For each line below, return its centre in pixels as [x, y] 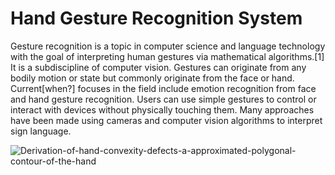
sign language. [41, 131]
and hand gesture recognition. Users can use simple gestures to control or [163, 99]
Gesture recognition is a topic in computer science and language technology [168, 46]
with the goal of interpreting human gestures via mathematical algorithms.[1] [167, 56]
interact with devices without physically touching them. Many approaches [162, 109]
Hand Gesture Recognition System [156, 18]
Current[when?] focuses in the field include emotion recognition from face [163, 88]
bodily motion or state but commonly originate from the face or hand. [152, 78]
